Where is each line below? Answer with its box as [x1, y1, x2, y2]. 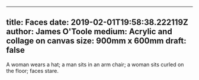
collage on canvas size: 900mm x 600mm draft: [6, 36, 187, 46]
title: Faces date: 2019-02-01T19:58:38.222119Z [6, 17, 188, 27]
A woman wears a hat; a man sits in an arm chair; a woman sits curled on [6, 60, 184, 68]
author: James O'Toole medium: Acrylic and [6, 27, 173, 37]
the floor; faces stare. [6, 67, 59, 74]
